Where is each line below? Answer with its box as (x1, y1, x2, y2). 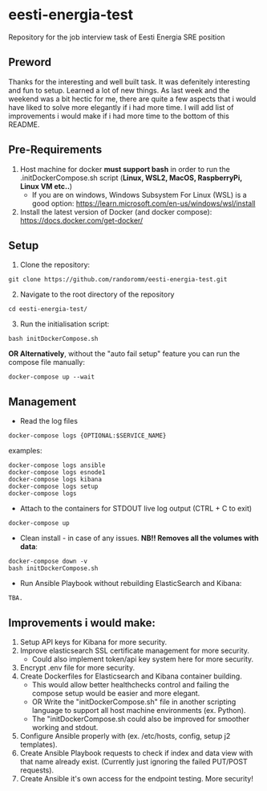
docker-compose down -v (8, 557, 88, 566)
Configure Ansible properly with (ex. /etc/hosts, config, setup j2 (19, 732, 231, 740)
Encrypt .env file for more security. (19, 663, 135, 672)
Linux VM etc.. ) (19, 181, 73, 191)
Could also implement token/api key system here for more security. (31, 654, 254, 664)
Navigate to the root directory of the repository (19, 289, 175, 299)
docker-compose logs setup (8, 482, 99, 491)
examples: (8, 446, 42, 456)
